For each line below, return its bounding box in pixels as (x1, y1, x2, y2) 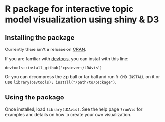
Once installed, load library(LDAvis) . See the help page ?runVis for (5, 106, 143, 112)
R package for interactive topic (5, 3, 134, 15)
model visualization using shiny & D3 (5, 14, 159, 25)
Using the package (5, 93, 64, 101)
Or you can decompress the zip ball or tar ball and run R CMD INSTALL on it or (5, 74, 160, 79)
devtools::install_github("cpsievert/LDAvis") (5, 65, 102, 70)
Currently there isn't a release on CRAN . (5, 47, 87, 52)
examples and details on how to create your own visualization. (5, 111, 132, 117)
